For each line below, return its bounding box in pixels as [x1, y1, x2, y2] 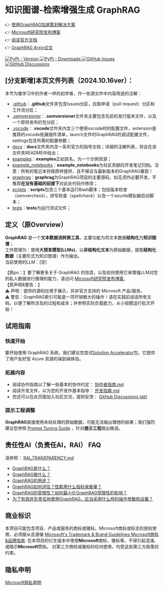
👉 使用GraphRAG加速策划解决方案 [5, 22, 76, 27]
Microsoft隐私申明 [5, 580, 41, 586]
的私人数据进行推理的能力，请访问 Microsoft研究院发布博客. [5, 275, 125, 282]
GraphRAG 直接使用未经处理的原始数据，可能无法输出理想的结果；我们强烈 [5, 419, 155, 425]
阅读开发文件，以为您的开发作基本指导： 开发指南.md [12, 387, 120, 393]
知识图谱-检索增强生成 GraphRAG [5, 4, 141, 16]
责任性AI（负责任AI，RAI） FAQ [5, 441, 102, 449]
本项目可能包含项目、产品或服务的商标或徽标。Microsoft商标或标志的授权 [5, 525, 153, 531]
